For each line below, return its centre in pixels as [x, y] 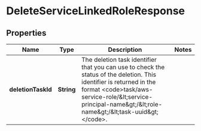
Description [125, 50]
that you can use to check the [123, 67]
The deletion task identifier [119, 60]
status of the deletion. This [119, 74]
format [91, 89]
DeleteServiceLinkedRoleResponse [96, 11]
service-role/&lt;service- [117, 97]
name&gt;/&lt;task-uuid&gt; [120, 112]
